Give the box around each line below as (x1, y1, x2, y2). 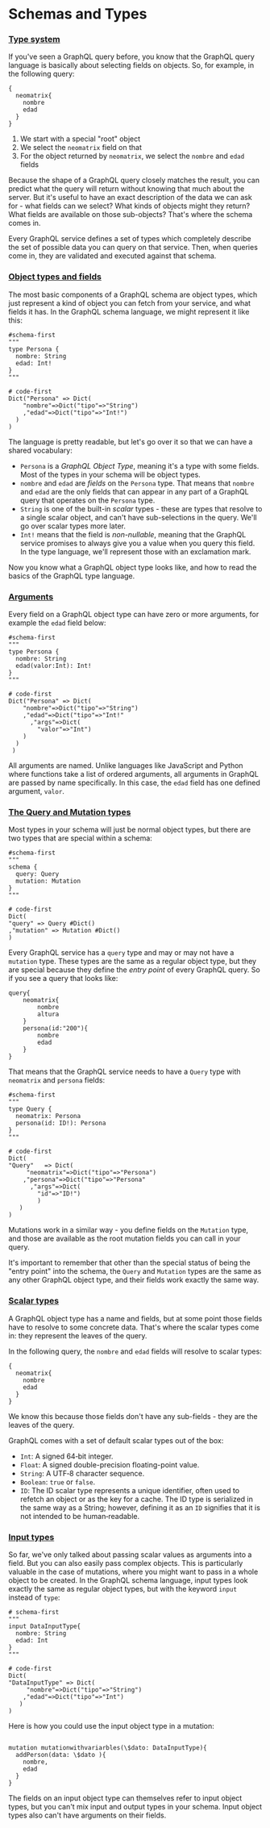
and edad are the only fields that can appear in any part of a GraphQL (19, 486, 250, 496)
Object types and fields (8, 271, 102, 282)
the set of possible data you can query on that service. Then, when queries (8, 243, 258, 252)
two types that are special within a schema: (8, 833, 153, 843)
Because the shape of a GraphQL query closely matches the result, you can (8, 175, 260, 186)
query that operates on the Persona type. (19, 495, 156, 505)
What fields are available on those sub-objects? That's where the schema (8, 210, 253, 219)
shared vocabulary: (8, 445, 73, 455)
